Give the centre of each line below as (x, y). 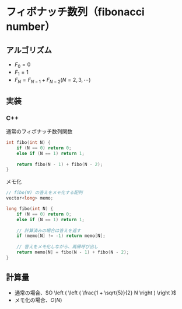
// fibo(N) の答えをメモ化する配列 (44, 193)
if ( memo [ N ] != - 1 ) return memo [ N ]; (61, 236)
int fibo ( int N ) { (28, 143)
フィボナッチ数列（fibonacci (75, 12)
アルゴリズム (29, 50)
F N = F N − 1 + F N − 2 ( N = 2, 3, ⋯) (52, 80)
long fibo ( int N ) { (30, 209)
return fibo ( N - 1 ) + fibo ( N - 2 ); (60, 164)
